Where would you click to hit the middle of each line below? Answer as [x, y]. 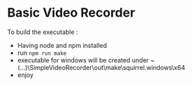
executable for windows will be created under [83, 60]
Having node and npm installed [62, 45]
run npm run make [42, 53]
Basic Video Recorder [71, 13]
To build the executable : [43, 32]
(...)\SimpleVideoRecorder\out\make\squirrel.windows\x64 [101, 67]
